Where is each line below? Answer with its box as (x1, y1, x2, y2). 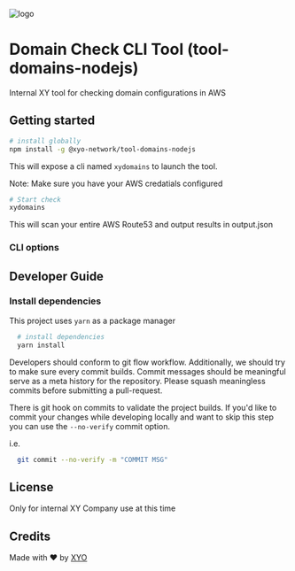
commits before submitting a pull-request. (9, 385, 163, 396)
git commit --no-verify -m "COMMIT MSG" (17, 455, 168, 464)
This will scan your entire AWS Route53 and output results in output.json (9, 220, 274, 230)
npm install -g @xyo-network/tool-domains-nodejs (9, 144, 197, 154)
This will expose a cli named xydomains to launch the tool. (9, 160, 218, 172)
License (9, 479, 54, 495)
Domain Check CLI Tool (9, 40, 184, 59)
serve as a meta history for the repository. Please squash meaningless (9, 375, 266, 386)
